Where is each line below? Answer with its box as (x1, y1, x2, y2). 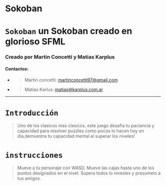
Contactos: (5, 66, 29, 72)
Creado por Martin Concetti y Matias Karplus (5, 54, 115, 61)
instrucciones (5, 150, 63, 160)
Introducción (5, 108, 58, 117)
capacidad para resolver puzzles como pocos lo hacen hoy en (17, 128, 144, 134)
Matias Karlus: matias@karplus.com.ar (24, 86, 103, 92)
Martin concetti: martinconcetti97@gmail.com (24, 77, 118, 83)
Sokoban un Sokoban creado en (5, 26, 132, 37)
